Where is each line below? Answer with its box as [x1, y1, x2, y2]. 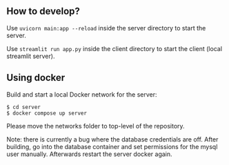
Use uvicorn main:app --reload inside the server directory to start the [6, 23, 206, 32]
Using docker [6, 72, 66, 84]
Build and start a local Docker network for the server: [6, 90, 157, 99]
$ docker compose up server [6, 110, 88, 117]
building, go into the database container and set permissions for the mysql [6, 142, 218, 151]
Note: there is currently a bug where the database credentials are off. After [6, 135, 219, 144]
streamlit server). [6, 52, 55, 60]
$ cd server [6, 104, 41, 110]
